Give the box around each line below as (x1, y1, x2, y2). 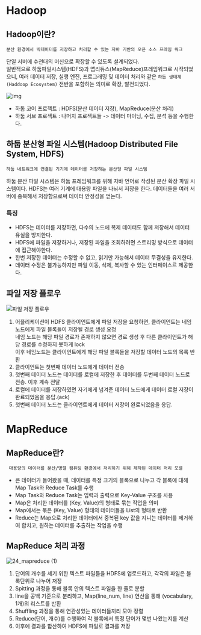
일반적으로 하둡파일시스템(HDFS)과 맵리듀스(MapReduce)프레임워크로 (6, 66, 173, 72)
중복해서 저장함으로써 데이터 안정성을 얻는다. (17, 192, 122, 199)
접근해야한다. (21, 246, 52, 253)
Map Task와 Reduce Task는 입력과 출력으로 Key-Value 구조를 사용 (14, 491, 173, 498)
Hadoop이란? (6, 29, 56, 39)
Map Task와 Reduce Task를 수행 (14, 484, 94, 491)
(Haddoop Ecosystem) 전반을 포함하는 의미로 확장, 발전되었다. (6, 81, 150, 87)
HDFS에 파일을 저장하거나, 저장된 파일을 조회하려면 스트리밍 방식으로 (14, 239, 178, 246)
